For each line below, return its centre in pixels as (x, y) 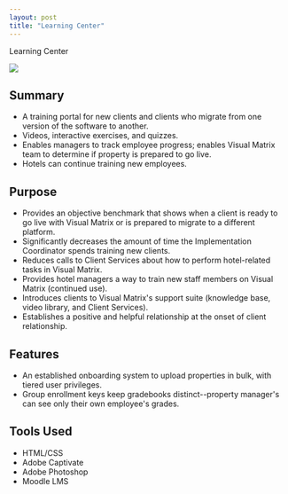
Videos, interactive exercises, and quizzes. (100, 136)
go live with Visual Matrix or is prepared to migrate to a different (138, 223)
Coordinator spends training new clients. (96, 251)
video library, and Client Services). (85, 308)
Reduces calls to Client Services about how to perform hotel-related (146, 260)
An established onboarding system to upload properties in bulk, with (147, 375)
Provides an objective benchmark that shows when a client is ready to (150, 213)
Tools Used (41, 431)
